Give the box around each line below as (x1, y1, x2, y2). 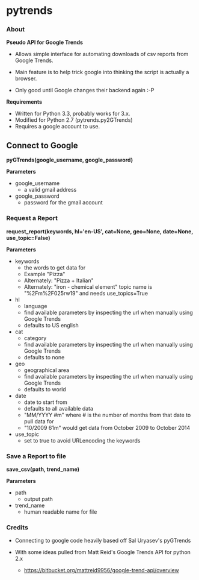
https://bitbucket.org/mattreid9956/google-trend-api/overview (23, 567, 179, 574)
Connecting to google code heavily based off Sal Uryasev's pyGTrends (14, 537, 191, 544)
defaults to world (23, 385, 66, 392)
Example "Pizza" (23, 270, 66, 277)
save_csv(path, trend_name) (6, 465, 80, 473)
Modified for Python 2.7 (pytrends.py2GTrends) (14, 116, 133, 124)
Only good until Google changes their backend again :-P (14, 87, 155, 94)
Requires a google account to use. (14, 123, 100, 130)
